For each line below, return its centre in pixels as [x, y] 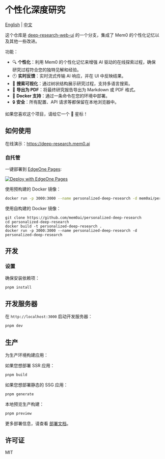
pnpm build [16, 375]
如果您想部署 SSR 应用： [30, 365]
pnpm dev [14, 326]
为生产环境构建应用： [27, 355]
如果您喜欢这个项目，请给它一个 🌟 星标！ [47, 114]
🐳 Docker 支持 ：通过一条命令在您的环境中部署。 [61, 96]
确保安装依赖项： [22, 278]
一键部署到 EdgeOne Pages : [33, 169]
